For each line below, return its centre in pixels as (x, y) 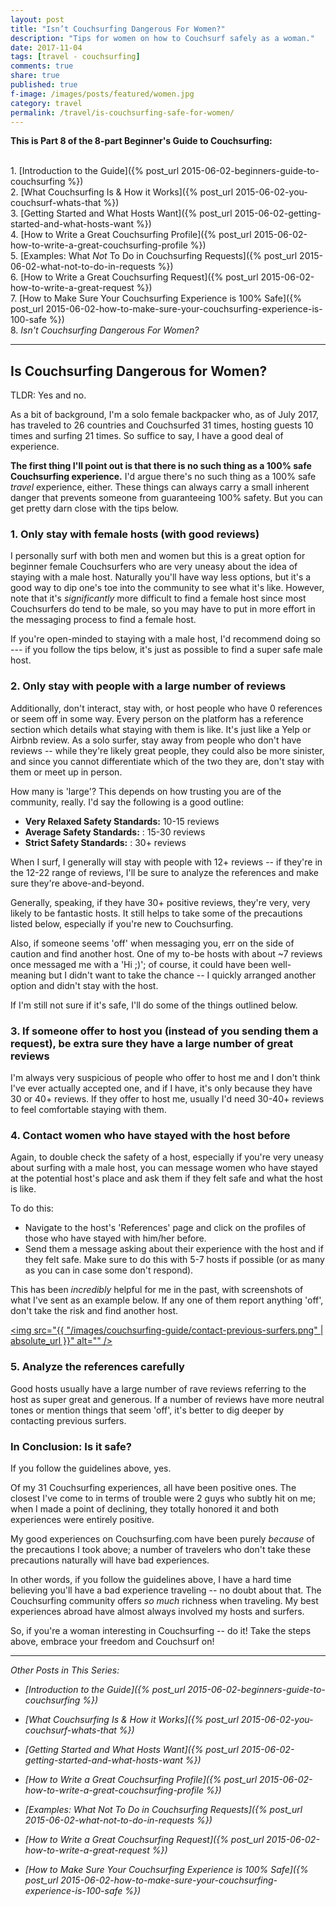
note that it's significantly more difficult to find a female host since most (158, 598)
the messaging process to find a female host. (103, 620)
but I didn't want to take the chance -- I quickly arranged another (182, 975)
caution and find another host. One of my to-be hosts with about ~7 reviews (166, 953)
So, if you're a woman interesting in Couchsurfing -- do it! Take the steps (161, 1630)
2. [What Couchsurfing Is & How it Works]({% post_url (122, 192)
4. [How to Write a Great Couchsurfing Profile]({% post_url (131, 235)
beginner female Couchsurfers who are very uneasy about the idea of (154, 567)
